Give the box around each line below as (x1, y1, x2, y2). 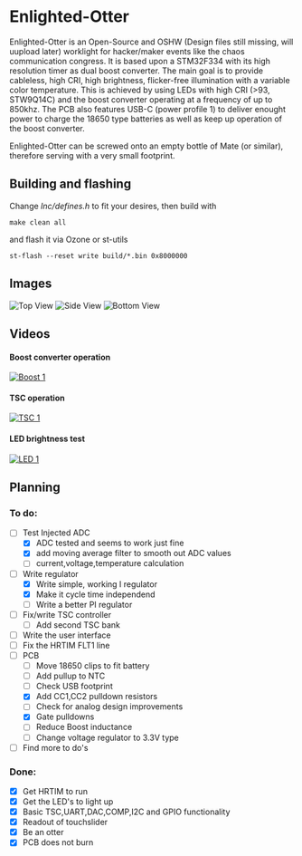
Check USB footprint (35, 681, 113, 692)
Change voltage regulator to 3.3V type (35, 732, 179, 743)
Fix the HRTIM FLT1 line (22, 640, 110, 650)
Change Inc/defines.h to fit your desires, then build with (9, 200, 217, 211)
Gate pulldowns (35, 711, 95, 722)
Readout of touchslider (22, 817, 109, 828)
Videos (9, 326, 51, 341)
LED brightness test (9, 433, 86, 444)
